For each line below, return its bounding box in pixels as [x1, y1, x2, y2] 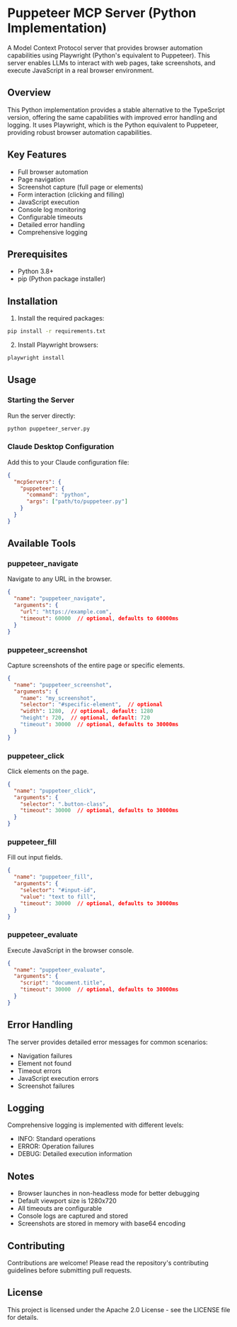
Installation [7, 295, 58, 307]
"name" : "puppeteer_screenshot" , [13, 681, 112, 689]
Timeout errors [17, 1066, 62, 1075]
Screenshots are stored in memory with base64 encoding [17, 1219, 186, 1228]
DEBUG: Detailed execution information [17, 1150, 132, 1158]
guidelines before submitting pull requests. [7, 1266, 132, 1275]
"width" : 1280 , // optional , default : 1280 [20, 708, 154, 715]
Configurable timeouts [17, 213, 83, 221]
